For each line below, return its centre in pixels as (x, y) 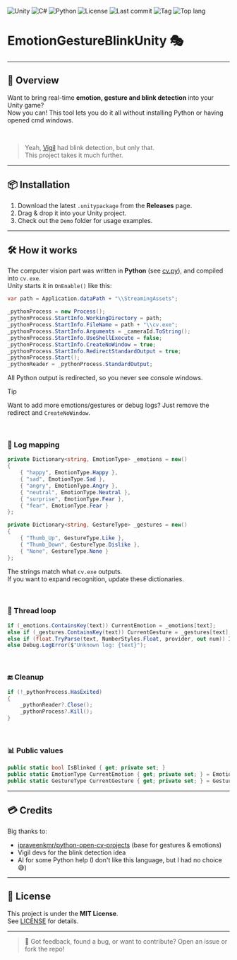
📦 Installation (39, 185)
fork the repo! (44, 949)
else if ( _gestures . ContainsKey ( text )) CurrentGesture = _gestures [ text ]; (120, 632)
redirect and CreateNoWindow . (49, 413)
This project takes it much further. (74, 155)
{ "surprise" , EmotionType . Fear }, (72, 499)
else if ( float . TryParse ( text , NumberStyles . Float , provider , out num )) (116, 639)
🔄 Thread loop (32, 611)
